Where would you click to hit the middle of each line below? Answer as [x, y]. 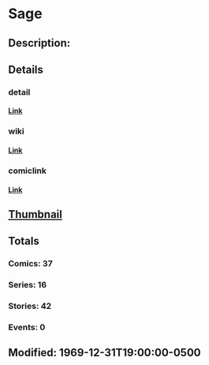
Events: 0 [27, 327]
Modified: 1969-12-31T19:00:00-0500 [104, 353]
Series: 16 [28, 285]
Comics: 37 [30, 264]
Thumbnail [35, 214]
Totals [24, 241]
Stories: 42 [30, 307]
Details [26, 69]
